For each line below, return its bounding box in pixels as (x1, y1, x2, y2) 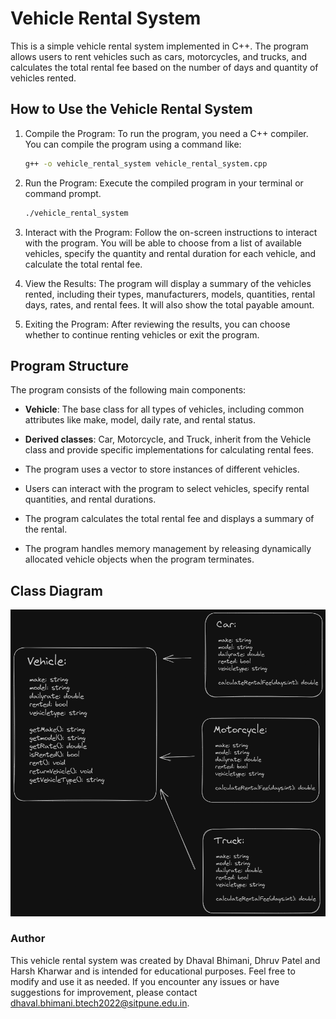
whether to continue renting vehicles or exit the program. (24, 328, 260, 341)
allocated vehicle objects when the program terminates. (24, 553, 255, 566)
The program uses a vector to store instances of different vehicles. (24, 463, 300, 476)
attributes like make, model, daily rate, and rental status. (24, 414, 256, 426)
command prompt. (24, 187, 102, 199)
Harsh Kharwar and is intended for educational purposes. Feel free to (10, 965, 296, 977)
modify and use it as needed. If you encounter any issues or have (10, 975, 280, 987)
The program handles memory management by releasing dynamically (24, 543, 312, 555)
